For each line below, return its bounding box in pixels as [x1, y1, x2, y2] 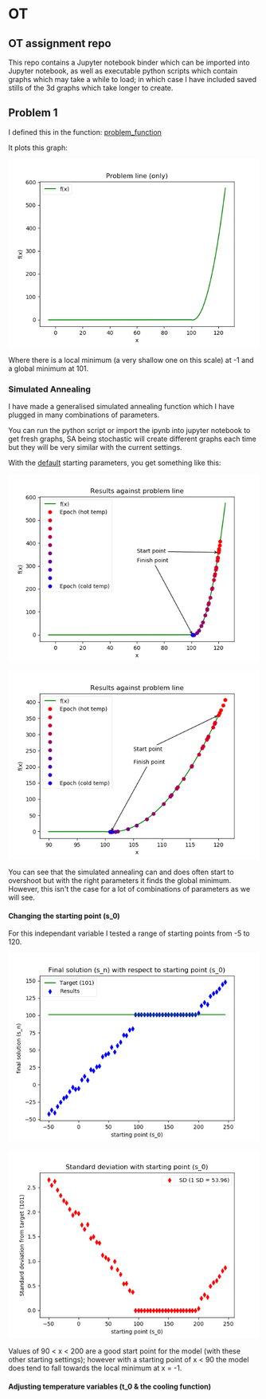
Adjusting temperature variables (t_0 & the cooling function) [8, 1381, 212, 1391]
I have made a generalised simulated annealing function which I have [8, 402, 235, 412]
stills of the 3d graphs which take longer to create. [8, 83, 174, 93]
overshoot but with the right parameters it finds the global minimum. [8, 876, 232, 885]
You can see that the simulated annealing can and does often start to [8, 867, 234, 877]
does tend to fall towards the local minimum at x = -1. [8, 1363, 182, 1373]
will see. [8, 893, 36, 902]
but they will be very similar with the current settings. [8, 443, 182, 452]
